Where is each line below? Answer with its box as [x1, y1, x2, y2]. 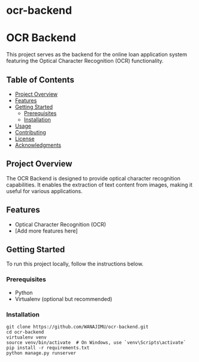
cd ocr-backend [6, 329, 44, 335]
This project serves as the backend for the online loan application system [6, 51, 188, 58]
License [14, 135, 35, 142]
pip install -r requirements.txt [6, 345, 90, 351]
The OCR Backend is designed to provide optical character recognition [6, 174, 181, 182]
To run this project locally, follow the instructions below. [6, 260, 144, 267]
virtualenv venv [6, 334, 47, 340]
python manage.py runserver [6, 350, 77, 356]
